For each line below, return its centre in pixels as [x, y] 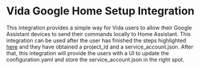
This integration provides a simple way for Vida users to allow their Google [99, 28]
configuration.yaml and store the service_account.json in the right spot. [95, 59]
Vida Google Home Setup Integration [101, 11]
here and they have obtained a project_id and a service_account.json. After [100, 47]
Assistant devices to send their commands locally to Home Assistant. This [98, 34]
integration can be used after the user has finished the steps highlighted [96, 40]
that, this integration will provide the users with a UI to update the [88, 53]
